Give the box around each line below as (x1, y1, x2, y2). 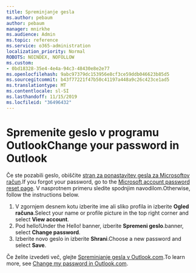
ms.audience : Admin (6, 32, 56, 38)
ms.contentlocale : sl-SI (6, 88, 69, 94)
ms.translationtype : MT (6, 83, 67, 89)
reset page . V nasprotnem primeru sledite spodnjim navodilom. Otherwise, (6, 184, 191, 192)
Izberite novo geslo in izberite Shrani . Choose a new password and (15, 235, 182, 242)
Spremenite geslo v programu (6, 125, 160, 139)
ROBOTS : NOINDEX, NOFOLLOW (6, 54, 75, 60)
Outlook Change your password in (6, 138, 180, 152)
